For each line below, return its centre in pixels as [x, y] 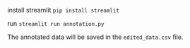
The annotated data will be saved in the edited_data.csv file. [95, 37]
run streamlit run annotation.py [56, 23]
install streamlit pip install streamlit [64, 10]
